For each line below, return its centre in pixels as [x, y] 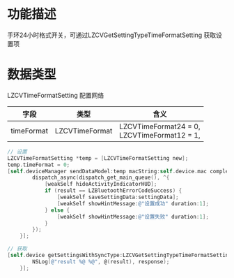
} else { [57, 210]
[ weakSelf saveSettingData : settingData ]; [118, 197]
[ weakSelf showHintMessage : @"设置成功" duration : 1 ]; [133, 203]
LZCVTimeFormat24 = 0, [160, 126]
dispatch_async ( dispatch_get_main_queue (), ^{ [101, 178]
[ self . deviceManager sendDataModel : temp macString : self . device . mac [107, 171]
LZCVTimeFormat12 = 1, [160, 135]
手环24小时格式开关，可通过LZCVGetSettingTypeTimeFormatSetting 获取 [112, 35]
